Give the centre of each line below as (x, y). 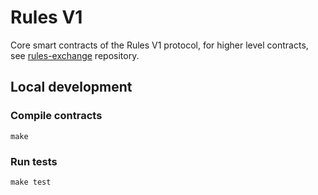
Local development (71, 87)
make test (31, 182)
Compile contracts (56, 116)
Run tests (34, 161)
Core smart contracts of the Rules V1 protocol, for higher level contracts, (159, 45)
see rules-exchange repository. (75, 55)
